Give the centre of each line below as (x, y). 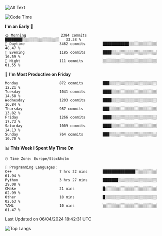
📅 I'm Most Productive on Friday (38, 74)
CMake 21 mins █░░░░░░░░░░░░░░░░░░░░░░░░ (81, 189)
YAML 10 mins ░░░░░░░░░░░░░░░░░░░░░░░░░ (81, 206)
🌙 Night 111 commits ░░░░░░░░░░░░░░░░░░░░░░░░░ (81, 61)
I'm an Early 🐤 (19, 26)
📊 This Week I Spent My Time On (39, 148)
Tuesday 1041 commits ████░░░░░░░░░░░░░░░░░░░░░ (81, 92)
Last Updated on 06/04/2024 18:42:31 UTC (48, 219)
